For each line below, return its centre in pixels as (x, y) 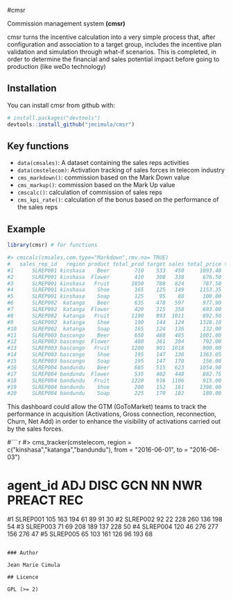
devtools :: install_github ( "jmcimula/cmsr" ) (71, 125)
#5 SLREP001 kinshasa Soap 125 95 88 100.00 (114, 296)
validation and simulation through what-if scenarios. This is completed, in (112, 52)
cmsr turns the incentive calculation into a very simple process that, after (111, 37)
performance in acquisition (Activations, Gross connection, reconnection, (112, 414)
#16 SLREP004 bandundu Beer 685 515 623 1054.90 (114, 367)
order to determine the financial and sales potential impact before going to (113, 59)
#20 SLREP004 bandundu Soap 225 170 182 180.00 (114, 393)
